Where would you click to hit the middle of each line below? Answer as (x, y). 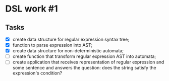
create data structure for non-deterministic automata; (68, 51)
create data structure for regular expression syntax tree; (71, 39)
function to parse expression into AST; (52, 45)
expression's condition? (37, 73)
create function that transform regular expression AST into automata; (84, 56)
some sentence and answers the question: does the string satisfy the (84, 68)
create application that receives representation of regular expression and (88, 62)
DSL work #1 (32, 9)
